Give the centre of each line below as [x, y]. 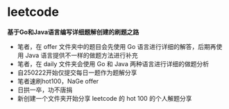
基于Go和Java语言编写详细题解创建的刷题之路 [73, 32]
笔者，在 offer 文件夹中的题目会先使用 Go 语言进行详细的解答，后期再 [117, 46]
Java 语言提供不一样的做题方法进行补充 [82, 55]
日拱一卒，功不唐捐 [45, 90]
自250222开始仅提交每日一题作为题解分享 [77, 72]
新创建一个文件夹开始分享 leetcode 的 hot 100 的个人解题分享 [104, 98]
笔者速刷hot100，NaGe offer [58, 81]
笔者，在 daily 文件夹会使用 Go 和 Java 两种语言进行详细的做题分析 [113, 63]
